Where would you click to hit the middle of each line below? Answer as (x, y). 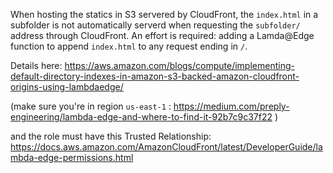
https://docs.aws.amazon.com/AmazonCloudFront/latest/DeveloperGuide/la (166, 147)
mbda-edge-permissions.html (72, 157)
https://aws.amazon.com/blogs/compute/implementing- (179, 65)
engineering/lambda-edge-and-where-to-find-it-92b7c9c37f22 (141, 117)
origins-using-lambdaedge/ (67, 87)
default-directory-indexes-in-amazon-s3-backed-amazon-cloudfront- (155, 76)
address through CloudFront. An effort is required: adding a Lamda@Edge (162, 35)
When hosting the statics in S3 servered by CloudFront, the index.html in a (164, 14)
